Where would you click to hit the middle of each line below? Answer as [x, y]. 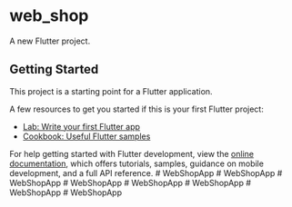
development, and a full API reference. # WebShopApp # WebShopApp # [146, 172]
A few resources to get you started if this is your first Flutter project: [136, 109]
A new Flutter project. [50, 41]
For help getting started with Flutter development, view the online [132, 153]
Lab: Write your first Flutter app [81, 126]
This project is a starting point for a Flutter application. [111, 91]
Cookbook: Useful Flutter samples [86, 136]
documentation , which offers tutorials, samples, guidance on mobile [136, 163]
